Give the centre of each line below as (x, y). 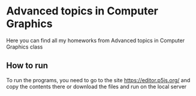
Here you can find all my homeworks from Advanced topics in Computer (95, 40)
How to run (27, 66)
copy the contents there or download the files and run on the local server (97, 86)
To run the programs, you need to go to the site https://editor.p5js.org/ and (98, 80)
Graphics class (25, 47)
